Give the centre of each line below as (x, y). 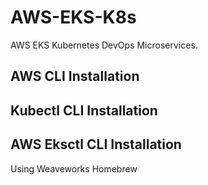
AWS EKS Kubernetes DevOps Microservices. (104, 45)
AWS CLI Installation (75, 76)
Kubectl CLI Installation (84, 110)
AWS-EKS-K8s (73, 17)
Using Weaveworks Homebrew (74, 168)
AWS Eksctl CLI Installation (96, 144)
